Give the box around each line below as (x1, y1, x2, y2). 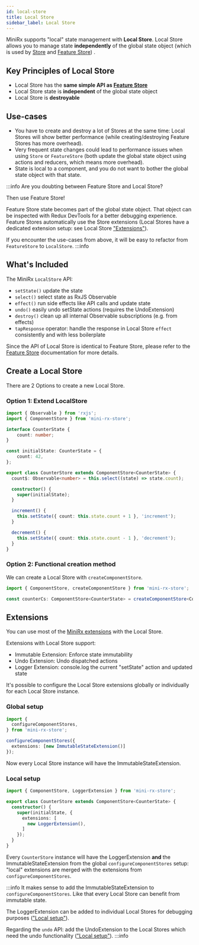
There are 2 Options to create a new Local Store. (6, 382, 125, 389)
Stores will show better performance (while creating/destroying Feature (14, 134, 190, 140)
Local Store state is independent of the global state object (14, 88, 158, 95)
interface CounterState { (6, 426, 70, 432)
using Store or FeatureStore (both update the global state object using (14, 153, 187, 159)
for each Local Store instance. (6, 688, 80, 695)
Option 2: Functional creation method (6, 560, 116, 569)
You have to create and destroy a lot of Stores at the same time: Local (14, 127, 185, 134)
